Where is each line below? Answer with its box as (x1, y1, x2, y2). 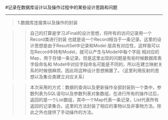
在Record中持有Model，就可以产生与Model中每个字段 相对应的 (29, 49, 159, 55)
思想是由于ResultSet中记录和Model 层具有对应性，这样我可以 (34, 43, 160, 48)
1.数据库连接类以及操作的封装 (17, 19, 78, 25)
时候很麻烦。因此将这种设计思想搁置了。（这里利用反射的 (38, 68, 155, 73)
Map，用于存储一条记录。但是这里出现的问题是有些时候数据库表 (29, 55, 162, 61)
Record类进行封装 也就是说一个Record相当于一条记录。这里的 (29, 36, 157, 42)
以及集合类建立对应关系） (34, 74, 87, 80)
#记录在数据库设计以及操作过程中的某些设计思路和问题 (5, 4, 117, 10)
